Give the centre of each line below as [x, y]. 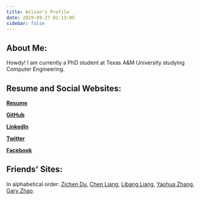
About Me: [27, 48]
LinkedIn [18, 127]
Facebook [19, 150]
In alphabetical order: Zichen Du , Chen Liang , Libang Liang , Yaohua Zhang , [101, 184]
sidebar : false [26, 23]
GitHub [16, 115]
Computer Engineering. [36, 69]
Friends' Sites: [34, 169]
